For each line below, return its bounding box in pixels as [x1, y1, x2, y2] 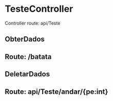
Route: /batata [5, 52, 52, 61]
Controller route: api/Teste [5, 20, 61, 26]
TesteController [5, 3, 73, 15]
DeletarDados [5, 70, 50, 78]
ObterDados [5, 35, 45, 44]
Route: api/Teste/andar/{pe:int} [5, 87, 108, 96]
